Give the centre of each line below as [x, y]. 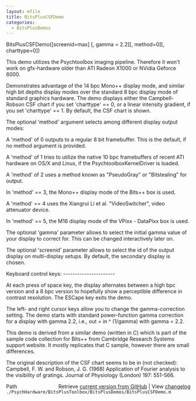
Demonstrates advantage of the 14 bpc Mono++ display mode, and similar [95, 86]
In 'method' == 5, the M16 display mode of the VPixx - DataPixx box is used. [98, 221]
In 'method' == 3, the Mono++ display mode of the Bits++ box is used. [91, 192]
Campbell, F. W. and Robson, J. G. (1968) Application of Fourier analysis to [96, 369]
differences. [20, 351]
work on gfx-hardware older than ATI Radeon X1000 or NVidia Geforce [91, 68]
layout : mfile [23, 11]
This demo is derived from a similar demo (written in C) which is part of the [97, 333]
